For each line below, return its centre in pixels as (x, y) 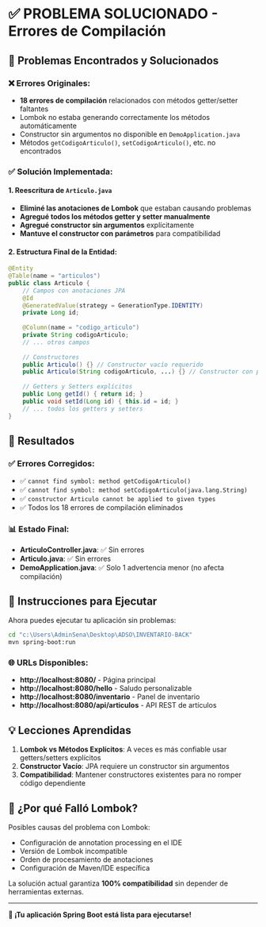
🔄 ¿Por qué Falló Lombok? (73, 808)
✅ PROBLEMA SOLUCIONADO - (113, 14)
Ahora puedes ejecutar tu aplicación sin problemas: (92, 620)
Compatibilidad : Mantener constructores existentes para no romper (131, 774)
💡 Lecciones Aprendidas (70, 730)
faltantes (34, 109)
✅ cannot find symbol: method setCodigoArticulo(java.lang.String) (133, 490)
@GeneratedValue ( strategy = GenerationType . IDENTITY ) (113, 305)
